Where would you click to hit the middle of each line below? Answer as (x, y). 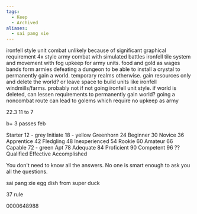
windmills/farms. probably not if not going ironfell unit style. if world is (91, 88)
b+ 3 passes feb (26, 124)
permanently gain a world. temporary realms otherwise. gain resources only (98, 76)
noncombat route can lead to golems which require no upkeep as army (93, 100)
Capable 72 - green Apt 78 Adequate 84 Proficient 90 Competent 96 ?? (93, 148)
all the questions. (27, 171)
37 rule (15, 194)
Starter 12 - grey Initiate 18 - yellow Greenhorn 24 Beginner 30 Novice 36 (95, 135)
